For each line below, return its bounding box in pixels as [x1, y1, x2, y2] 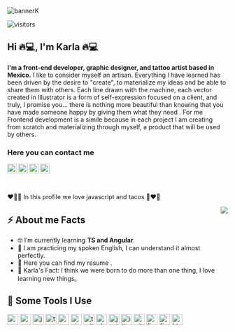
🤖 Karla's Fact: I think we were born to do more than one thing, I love [17, 266, 215, 274]
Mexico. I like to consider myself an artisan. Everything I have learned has [7, 71, 221, 79]
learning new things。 [17, 274, 81, 282]
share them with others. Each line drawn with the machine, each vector [7, 85, 212, 94]
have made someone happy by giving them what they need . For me [7, 108, 204, 116]
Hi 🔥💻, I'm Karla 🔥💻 [7, 41, 99, 53]
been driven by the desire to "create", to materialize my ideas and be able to [7, 78, 227, 87]
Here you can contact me [7, 147, 94, 157]
